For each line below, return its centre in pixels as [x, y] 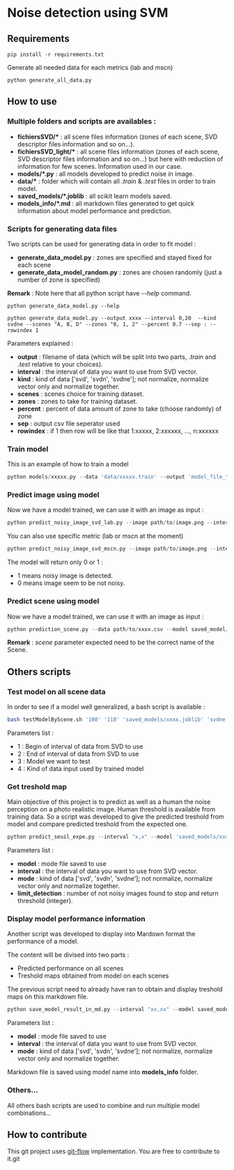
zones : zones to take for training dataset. [77, 401]
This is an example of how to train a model [68, 464]
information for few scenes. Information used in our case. [100, 166]
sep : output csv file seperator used [69, 423]
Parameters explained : [40, 343]
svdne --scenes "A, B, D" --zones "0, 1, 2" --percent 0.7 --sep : [107, 324]
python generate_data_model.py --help [63, 306]
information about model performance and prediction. [94, 211]
